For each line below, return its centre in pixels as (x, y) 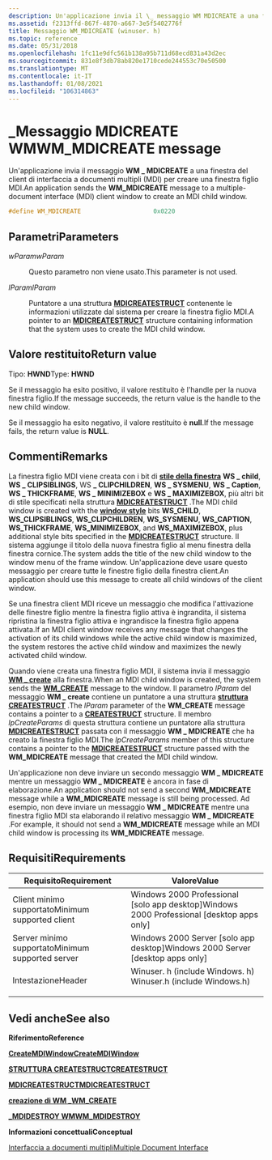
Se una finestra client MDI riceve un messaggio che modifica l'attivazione (131, 603)
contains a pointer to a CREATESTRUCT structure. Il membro (110, 714)
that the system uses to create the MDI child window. (117, 329)
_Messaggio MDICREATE (93, 131)
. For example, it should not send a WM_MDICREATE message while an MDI (134, 824)
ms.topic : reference (43, 38)
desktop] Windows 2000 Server (191, 948)
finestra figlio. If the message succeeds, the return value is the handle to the (135, 398)
